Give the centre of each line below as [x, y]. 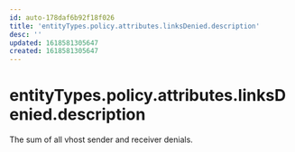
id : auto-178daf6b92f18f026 [62, 18]
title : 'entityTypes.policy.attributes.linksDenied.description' [134, 26]
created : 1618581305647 [54, 51]
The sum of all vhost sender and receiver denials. [101, 139]
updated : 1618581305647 [54, 43]
